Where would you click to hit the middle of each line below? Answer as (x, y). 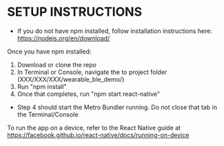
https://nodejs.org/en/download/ (63, 38)
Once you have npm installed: (49, 51)
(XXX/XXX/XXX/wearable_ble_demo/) (71, 79)
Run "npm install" (42, 86)
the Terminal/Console (48, 114)
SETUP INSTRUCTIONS (75, 12)
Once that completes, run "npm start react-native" (89, 94)
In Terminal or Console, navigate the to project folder (92, 72)
